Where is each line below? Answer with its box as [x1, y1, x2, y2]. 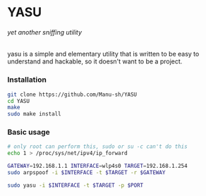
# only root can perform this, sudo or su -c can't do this [7, 143, 188, 150]
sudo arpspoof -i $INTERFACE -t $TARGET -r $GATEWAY [7, 169, 166, 176]
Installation [7, 75, 47, 85]
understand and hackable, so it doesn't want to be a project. [7, 57, 183, 66]
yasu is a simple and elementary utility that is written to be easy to [7, 50, 200, 59]
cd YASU [7, 97, 30, 104]
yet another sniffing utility [7, 27, 83, 36]
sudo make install [7, 111, 61, 118]
